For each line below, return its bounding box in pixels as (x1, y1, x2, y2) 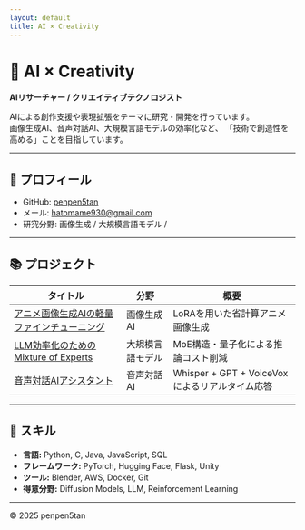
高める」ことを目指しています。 (9, 134, 129, 145)
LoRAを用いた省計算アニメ (172, 307, 287, 320)
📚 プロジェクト (9, 256, 97, 272)
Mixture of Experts (14, 351, 93, 364)
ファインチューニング (14, 321, 106, 334)
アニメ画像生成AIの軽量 (14, 307, 114, 320)
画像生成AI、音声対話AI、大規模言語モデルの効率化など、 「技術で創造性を (9, 123, 290, 134)
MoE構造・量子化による (172, 338, 274, 351)
